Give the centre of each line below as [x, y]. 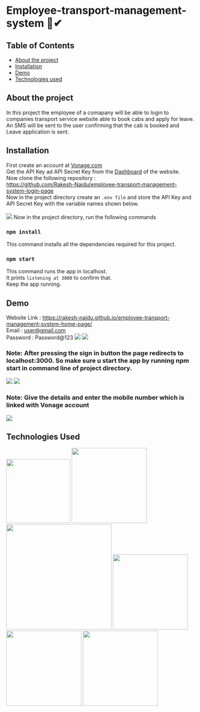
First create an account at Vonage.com [54, 165]
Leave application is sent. [38, 132]
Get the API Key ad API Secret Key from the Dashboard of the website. [93, 172]
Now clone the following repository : [51, 178]
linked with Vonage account [48, 405]
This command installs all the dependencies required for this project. [91, 244]
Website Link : [24, 318]
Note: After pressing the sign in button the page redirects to [95, 353]
